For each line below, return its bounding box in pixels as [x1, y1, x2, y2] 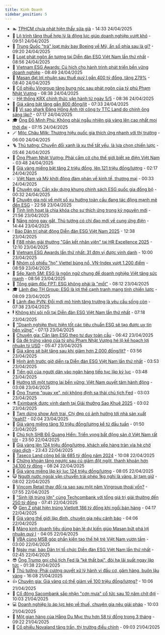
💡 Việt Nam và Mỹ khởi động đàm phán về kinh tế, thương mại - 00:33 [12, 175, 154, 181]
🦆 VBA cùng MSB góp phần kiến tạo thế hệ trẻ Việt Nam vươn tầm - [12, 536, 149, 542]
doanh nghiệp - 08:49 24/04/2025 [12, 69, 82, 75]
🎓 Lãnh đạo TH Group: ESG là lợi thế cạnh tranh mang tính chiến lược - [12, 286, 158, 292]
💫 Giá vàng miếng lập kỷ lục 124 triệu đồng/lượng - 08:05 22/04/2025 [12, 468, 154, 474]
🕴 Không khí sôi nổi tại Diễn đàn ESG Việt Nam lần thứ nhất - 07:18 [12, 309, 145, 315]
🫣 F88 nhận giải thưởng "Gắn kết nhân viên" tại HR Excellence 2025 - [12, 239, 153, 245]
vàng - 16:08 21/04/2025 [12, 572, 63, 578]
